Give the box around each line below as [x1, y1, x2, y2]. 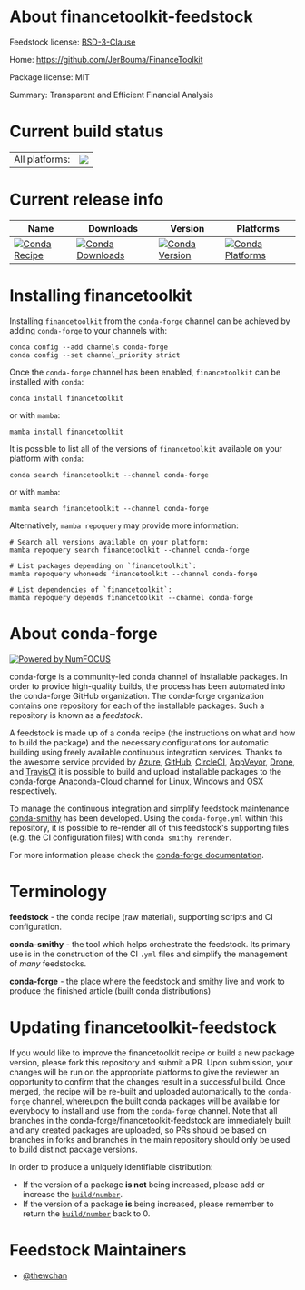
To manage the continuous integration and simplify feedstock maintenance [9, 803, 290, 814]
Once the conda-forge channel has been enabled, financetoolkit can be [9, 366, 281, 377]
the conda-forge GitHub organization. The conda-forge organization [9, 690, 265, 701]
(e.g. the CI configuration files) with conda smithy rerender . [9, 832, 231, 843]
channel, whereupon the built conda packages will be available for [31, 1095, 280, 1106]
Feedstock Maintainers [9, 1239, 187, 1260]
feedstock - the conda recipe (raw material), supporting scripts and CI [9, 911, 274, 922]
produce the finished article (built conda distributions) [9, 985, 212, 996]
